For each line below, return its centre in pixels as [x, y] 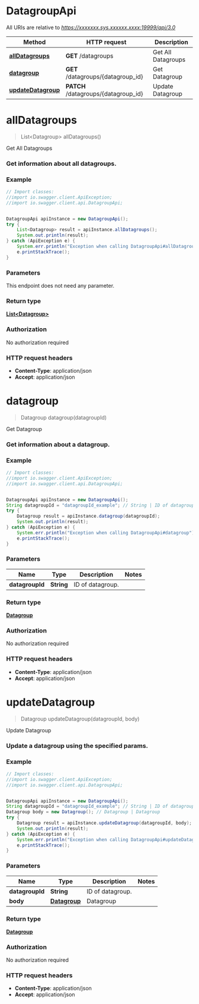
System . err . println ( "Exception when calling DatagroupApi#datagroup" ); [107, 533]
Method [35, 42]
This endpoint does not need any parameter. [60, 286]
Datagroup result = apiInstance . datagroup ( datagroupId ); [89, 516]
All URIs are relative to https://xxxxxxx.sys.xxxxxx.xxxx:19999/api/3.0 [91, 27]
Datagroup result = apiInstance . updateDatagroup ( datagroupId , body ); [105, 823]
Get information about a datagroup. [58, 444]
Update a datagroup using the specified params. [77, 745]
